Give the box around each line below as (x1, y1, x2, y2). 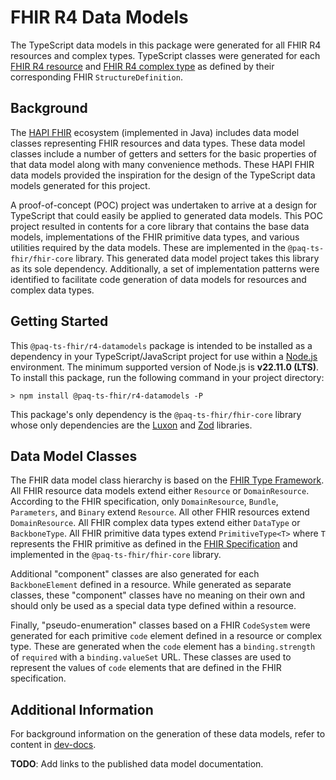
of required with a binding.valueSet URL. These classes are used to (10, 651, 292, 663)
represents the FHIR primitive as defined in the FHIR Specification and (10, 538, 298, 550)
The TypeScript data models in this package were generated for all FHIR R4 (10, 39, 322, 51)
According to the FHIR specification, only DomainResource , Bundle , (10, 496, 279, 508)
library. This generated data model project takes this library (75, 252, 320, 264)
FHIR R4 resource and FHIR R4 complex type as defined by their (10, 60, 275, 72)
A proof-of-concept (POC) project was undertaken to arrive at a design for (10, 199, 318, 211)
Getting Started (10, 313, 109, 330)
